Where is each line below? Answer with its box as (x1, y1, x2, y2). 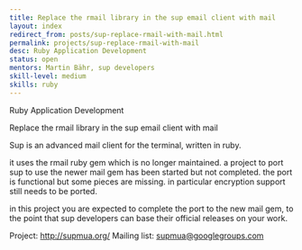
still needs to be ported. (9, 185, 97, 196)
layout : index (9, 22, 63, 31)
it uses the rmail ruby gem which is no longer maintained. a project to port (9, 156, 284, 167)
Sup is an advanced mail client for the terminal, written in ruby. (9, 139, 242, 150)
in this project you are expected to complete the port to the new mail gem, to (9, 203, 294, 214)
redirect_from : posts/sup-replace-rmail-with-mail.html (9, 30, 224, 39)
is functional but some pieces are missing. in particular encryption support (9, 176, 286, 187)
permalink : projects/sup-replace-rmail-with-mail (9, 38, 200, 48)
